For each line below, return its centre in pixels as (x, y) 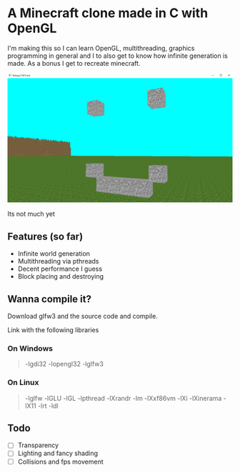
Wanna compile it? (49, 299)
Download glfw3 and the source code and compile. (83, 316)
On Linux (23, 382)
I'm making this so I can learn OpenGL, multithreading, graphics (101, 48)
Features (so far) (45, 236)
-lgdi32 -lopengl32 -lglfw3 (64, 364)
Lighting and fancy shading (58, 453)
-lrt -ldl (48, 406)
